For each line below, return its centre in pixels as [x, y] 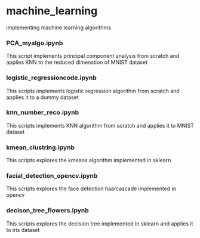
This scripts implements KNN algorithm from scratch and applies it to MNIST [100, 125]
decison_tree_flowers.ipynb [48, 211]
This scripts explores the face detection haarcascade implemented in [91, 188]
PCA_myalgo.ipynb [35, 43]
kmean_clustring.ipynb [41, 147]
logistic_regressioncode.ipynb [52, 78]
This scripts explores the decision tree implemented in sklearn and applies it [100, 223]
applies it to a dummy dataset [42, 97]
